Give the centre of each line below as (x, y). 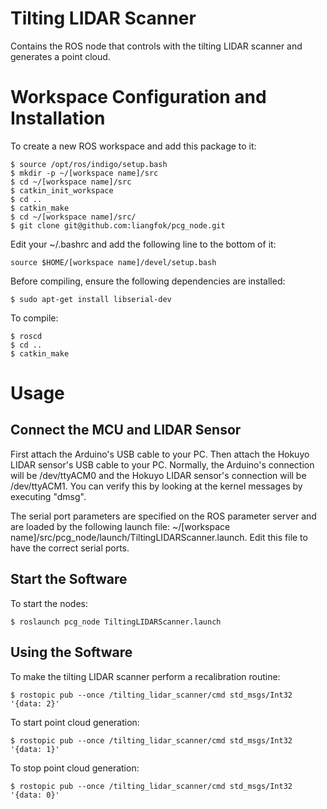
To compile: (34, 318)
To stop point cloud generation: (75, 768)
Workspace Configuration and (138, 97)
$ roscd (26, 336)
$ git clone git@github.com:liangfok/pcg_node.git (118, 225)
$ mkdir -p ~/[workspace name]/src (84, 173)
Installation (58, 118)
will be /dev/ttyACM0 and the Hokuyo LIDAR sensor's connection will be (158, 475)
